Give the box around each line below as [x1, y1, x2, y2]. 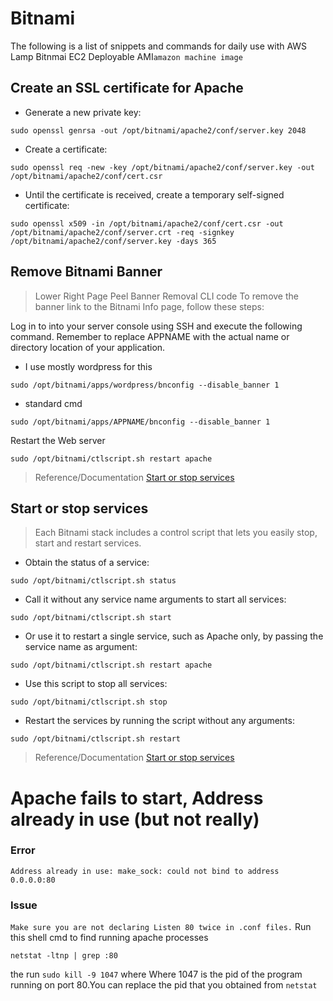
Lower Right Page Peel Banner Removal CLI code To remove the [34, 290, 299, 302]
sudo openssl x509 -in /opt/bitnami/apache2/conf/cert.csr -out [10, 218, 284, 229]
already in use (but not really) [10, 808, 260, 831]
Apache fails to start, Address [10, 787, 264, 809]
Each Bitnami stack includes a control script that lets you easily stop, [34, 527, 318, 539]
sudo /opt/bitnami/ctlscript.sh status [10, 576, 177, 586]
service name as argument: [24, 641, 138, 653]
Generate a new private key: [24, 106, 142, 118]
